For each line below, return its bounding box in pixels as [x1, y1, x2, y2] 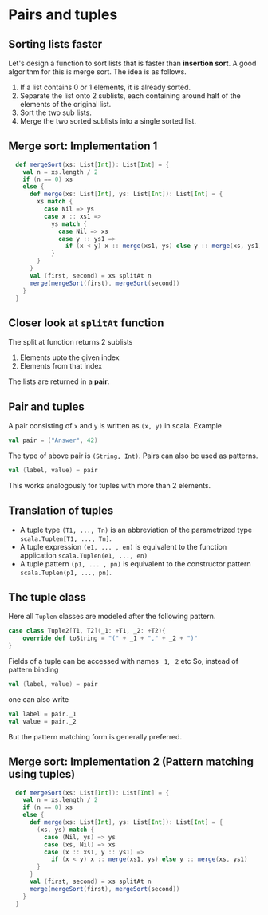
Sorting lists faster [8, 37, 103, 51]
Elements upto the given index [19, 353, 120, 362]
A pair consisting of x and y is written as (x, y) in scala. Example [8, 421, 222, 431]
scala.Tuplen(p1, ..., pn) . [19, 567, 112, 577]
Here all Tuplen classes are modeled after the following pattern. [8, 612, 216, 621]
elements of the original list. [19, 100, 112, 108]
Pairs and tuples [8, 6, 118, 24]
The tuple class [8, 590, 86, 604]
